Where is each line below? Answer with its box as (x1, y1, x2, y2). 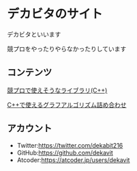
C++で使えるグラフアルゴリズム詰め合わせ (7, 101, 127, 109)
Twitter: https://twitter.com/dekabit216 (16, 141, 123, 149)
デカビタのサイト (7, 6, 104, 22)
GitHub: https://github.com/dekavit (16, 148, 114, 157)
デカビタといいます (7, 30, 61, 38)
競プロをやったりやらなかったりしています (7, 44, 127, 53)
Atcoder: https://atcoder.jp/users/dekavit (16, 155, 130, 164)
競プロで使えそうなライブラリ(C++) (7, 86, 108, 94)
